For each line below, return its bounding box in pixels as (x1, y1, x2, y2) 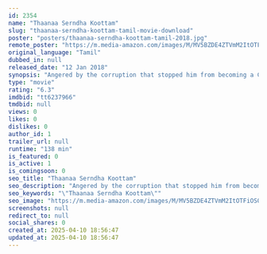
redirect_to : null (8, 212, 69, 220)
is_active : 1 (8, 160, 52, 168)
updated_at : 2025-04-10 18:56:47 (8, 234, 119, 242)
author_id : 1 (8, 130, 52, 138)
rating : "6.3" (8, 85, 56, 94)
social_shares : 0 (8, 219, 66, 227)
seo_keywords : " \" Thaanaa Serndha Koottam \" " (8, 189, 161, 197)
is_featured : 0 (8, 152, 59, 160)
